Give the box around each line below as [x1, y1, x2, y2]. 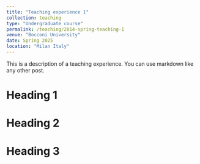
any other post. [6, 66, 45, 74]
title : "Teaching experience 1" [6, 9, 89, 15]
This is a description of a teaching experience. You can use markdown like [6, 60, 194, 68]
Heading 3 [6, 144, 60, 158]
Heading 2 [6, 116, 60, 130]
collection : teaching [6, 15, 62, 21]
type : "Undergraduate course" [6, 20, 84, 26]
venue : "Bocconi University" [6, 32, 81, 38]
